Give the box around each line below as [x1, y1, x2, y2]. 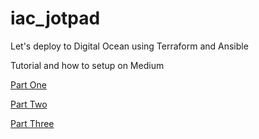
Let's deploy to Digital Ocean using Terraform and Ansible [10, 40, 249, 52]
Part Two [10, 98, 48, 110]
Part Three [10, 117, 55, 129]
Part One [10, 78, 47, 91]
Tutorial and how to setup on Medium [10, 59, 165, 71]
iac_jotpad [10, 7, 101, 30]
